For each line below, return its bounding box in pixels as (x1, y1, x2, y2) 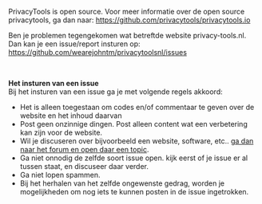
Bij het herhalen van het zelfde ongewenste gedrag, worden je (19, 178, 225, 188)
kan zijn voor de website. (19, 127, 102, 137)
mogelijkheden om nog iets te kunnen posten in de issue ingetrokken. (19, 187, 249, 196)
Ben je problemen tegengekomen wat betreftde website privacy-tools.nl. (8, 31, 247, 40)
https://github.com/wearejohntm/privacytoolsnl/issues (8, 48, 188, 57)
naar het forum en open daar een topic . (19, 145, 149, 154)
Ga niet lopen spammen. (19, 171, 101, 179)
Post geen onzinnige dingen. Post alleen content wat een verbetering (19, 120, 248, 128)
